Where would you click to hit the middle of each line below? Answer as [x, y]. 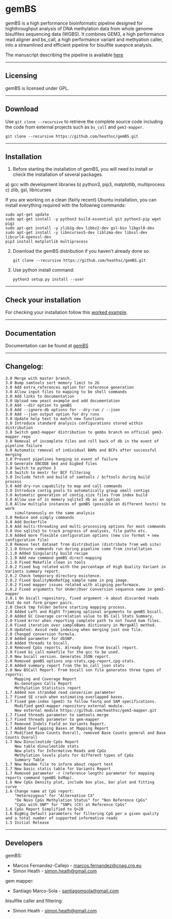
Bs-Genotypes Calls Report [43, 683]
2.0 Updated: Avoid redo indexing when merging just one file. [74, 630]
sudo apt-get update [27, 215]
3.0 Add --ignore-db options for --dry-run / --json [63, 410]
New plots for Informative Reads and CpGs [60, 751]
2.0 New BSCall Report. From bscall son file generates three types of [83, 670]
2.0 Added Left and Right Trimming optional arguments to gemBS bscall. [84, 612]
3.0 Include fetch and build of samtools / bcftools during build [78, 477]
